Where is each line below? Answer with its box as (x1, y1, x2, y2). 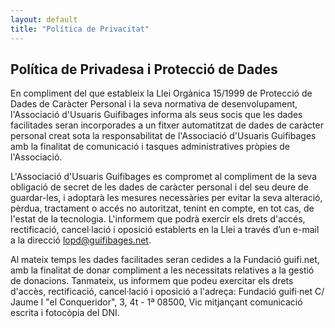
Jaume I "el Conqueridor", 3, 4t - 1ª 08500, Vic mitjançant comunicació (10, 296, 303, 308)
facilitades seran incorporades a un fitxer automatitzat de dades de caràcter (10, 119, 324, 131)
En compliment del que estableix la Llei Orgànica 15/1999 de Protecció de (10, 87, 313, 100)
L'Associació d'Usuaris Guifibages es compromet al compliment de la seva (10, 171, 318, 183)
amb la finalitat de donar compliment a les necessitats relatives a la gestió (10, 264, 315, 276)
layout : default (10, 14, 78, 25)
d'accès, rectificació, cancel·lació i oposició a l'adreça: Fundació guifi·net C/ (10, 286, 325, 298)
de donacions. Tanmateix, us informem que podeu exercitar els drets (10, 275, 294, 287)
